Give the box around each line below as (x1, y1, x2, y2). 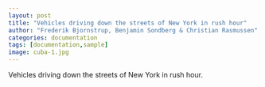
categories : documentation (8, 33, 98, 42)
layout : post (8, 11, 52, 20)
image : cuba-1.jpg (8, 48, 69, 56)
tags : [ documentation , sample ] (8, 41, 109, 49)
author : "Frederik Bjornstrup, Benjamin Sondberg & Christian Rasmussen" (8, 26, 259, 34)
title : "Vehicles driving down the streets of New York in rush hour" (8, 19, 247, 27)
